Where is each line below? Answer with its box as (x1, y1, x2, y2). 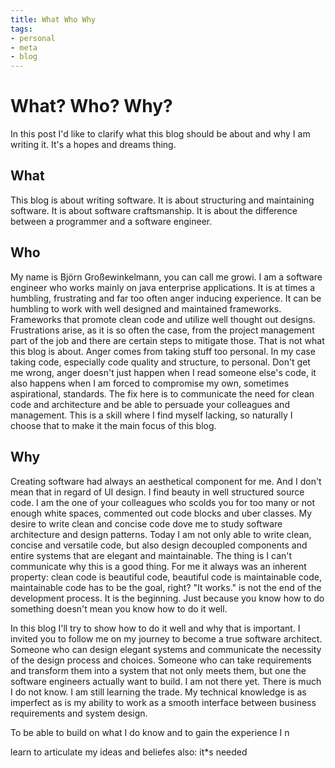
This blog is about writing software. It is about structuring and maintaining (10, 194, 315, 206)
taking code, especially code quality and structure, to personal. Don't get (10, 356, 311, 368)
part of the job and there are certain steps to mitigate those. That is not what (10, 334, 325, 346)
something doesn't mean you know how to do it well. (10, 602, 228, 615)
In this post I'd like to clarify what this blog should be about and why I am (10, 128, 311, 140)
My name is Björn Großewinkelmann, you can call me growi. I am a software (10, 271, 323, 283)
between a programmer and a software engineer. (10, 215, 213, 227)
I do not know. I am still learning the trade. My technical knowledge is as (10, 686, 307, 698)
